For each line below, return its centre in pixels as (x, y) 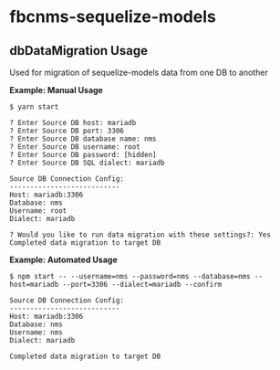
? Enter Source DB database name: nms (83, 139)
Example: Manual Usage (56, 90)
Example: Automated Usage (63, 259)
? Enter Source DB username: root (75, 147)
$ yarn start (34, 107)
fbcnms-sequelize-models (113, 17)
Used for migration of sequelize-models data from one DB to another (139, 72)
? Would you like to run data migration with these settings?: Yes (140, 235)
